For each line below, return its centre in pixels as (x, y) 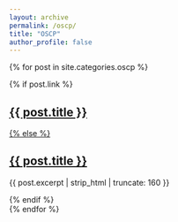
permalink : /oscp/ (43, 26)
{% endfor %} (34, 209)
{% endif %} (32, 199)
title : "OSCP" (35, 34)
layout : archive (39, 17)
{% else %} (30, 134)
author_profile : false (51, 42)
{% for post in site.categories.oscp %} (78, 67)
